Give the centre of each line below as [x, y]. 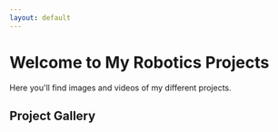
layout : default [40, 18]
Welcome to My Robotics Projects [139, 62]
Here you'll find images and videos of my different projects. [120, 88]
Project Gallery [53, 115]
